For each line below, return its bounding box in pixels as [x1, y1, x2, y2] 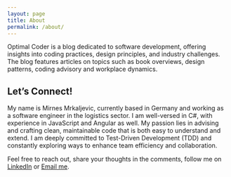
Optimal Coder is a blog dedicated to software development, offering [7, 43, 206, 51]
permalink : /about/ [7, 23, 65, 30]
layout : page [7, 10, 46, 18]
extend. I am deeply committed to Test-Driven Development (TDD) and [7, 134, 212, 143]
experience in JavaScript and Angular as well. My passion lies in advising [7, 119, 219, 127]
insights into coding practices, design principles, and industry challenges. [7, 50, 220, 58]
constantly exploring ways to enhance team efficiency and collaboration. [7, 141, 218, 150]
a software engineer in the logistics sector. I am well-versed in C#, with [7, 112, 213, 120]
